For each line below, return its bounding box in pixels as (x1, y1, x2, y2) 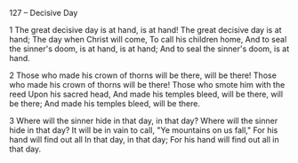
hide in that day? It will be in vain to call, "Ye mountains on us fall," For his (9, 125, 278, 136)
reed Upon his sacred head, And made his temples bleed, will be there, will (9, 89, 283, 99)
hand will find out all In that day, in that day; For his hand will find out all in (9, 135, 279, 144)
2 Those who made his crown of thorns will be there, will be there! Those (9, 70, 278, 81)
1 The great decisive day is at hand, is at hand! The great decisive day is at (9, 25, 282, 35)
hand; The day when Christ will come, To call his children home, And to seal (9, 35, 287, 44)
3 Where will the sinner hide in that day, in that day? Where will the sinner (9, 115, 278, 126)
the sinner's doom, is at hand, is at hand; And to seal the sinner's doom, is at (9, 43, 290, 54)
